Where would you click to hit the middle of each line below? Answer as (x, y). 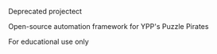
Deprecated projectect (45, 11)
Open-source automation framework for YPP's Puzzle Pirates (108, 26)
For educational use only (48, 41)
